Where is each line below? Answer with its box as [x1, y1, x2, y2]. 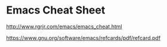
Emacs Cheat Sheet [6, 4, 106, 17]
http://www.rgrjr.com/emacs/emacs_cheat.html [6, 23, 122, 30]
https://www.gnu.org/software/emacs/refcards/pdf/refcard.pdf [6, 34, 161, 41]
